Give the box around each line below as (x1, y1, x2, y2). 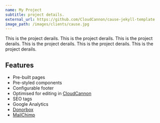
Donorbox (12, 107, 34, 113)
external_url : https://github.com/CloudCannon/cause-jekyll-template (5, 17, 155, 22)
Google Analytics (12, 101, 49, 107)
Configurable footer (12, 85, 54, 91)
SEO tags (12, 96, 32, 102)
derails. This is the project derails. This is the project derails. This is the (5, 41, 153, 47)
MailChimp (12, 112, 35, 118)
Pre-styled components (12, 79, 62, 86)
